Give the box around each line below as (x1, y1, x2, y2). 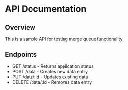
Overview (5, 23, 36, 31)
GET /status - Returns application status (12, 63, 94, 69)
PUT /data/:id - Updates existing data (12, 74, 88, 80)
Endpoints (5, 50, 37, 59)
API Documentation (5, 3, 87, 15)
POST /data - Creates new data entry (12, 68, 88, 74)
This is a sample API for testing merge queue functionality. (5, 36, 124, 42)
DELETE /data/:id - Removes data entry (12, 79, 92, 85)
